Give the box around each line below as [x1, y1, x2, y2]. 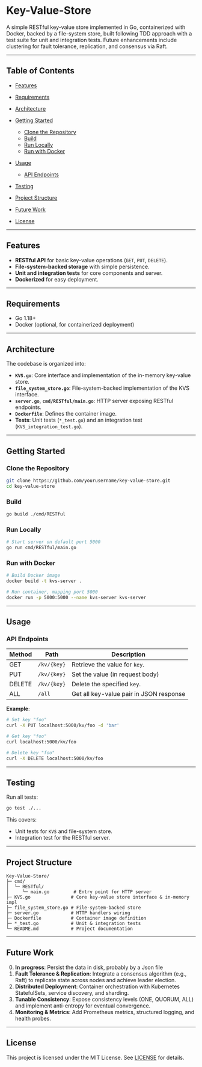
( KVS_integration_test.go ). [14, 423, 83, 430]
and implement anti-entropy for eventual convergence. [14, 1002, 151, 1009]
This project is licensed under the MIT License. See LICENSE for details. [6, 1054, 185, 1061]
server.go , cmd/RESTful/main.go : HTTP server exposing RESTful [14, 398, 173, 405]
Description [111, 650, 146, 659]
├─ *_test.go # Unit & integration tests [6, 921, 141, 927]
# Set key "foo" [6, 717, 47, 723]
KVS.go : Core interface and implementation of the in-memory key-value [14, 372, 191, 379]
